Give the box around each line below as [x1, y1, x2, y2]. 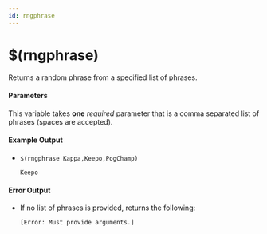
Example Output [8, 135, 64, 145]
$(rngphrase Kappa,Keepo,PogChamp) [19, 154, 139, 162]
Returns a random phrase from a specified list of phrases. [8, 73, 198, 82]
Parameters [8, 91, 48, 101]
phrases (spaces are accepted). [8, 117, 113, 126]
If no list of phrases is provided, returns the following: [19, 203, 196, 212]
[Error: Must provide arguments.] [19, 219, 135, 227]
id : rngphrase [8, 11, 56, 20]
